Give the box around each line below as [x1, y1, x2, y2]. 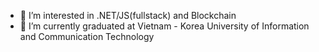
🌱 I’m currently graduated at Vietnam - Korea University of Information [19, 20, 310, 32]
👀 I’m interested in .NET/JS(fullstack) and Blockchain [19, 10, 237, 21]
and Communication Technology [19, 31, 155, 42]
